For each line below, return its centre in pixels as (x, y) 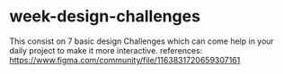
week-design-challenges (105, 16)
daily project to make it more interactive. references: (106, 50)
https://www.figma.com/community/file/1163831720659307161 (125, 60)
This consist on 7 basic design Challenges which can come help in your (141, 41)
